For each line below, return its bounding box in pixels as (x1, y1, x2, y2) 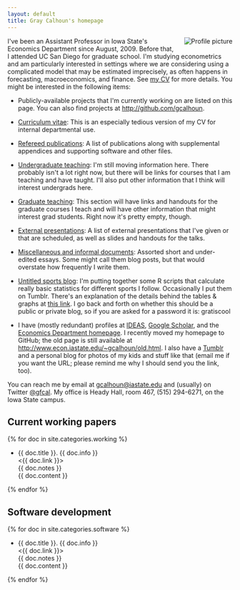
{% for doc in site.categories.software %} (7, 525, 130, 534)
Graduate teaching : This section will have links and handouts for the (17, 197, 218, 206)
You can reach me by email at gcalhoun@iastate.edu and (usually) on (7, 380, 211, 389)
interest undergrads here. (17, 183, 93, 191)
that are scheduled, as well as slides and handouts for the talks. (17, 234, 205, 242)
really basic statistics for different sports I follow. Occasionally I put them (17, 284, 232, 293)
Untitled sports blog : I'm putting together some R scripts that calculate (17, 276, 225, 285)
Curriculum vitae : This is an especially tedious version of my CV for (17, 117, 216, 126)
